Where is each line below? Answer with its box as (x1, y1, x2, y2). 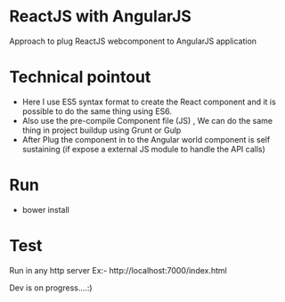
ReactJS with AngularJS (9, 6, 191, 27)
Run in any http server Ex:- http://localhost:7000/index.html (9, 265, 227, 275)
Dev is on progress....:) (9, 282, 93, 293)
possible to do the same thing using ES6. (21, 105, 172, 117)
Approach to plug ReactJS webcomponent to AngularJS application (9, 36, 256, 46)
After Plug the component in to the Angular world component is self (21, 134, 271, 144)
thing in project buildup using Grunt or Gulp (21, 125, 182, 135)
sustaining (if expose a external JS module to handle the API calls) (21, 143, 265, 154)
